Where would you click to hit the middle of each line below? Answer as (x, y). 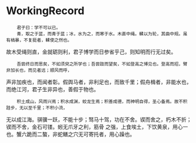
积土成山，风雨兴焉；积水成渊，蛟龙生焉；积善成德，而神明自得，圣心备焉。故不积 (102, 101)
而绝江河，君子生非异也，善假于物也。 (52, 89)
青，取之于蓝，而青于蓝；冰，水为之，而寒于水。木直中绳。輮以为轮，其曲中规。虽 (102, 34)
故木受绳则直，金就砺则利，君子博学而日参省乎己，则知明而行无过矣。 (91, 52)
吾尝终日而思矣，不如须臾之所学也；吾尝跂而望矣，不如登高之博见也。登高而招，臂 (102, 64)
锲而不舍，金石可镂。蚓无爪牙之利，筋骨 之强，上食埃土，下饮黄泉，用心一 (97, 127)
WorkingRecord (45, 11)
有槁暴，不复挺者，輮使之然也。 (39, 40)
